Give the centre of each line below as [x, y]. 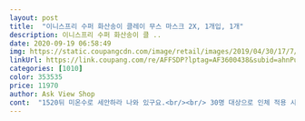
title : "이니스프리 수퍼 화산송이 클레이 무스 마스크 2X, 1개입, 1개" [127, 26]
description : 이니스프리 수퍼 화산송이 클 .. [85, 35]
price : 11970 [34, 86]
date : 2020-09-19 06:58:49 [60, 43]
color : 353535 [36, 77]
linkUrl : [26, 60]
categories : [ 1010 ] [46, 69]
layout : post [34, 18]
